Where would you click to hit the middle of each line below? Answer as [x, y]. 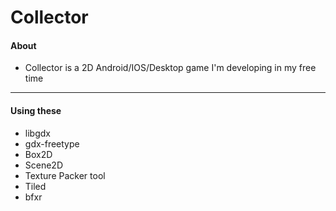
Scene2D [44, 165]
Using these [36, 110]
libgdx [37, 133]
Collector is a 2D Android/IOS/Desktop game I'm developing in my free [170, 68]
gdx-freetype [52, 143]
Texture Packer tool [65, 175]
